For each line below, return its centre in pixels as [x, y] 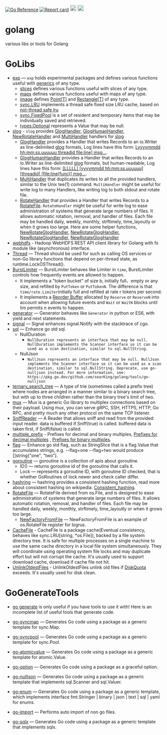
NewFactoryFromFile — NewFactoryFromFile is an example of [83, 519]
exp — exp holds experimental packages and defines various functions [85, 78]
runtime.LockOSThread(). [38, 264]
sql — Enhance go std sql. [39, 329]
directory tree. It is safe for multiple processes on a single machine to [83, 541]
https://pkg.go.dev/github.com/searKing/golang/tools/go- [89, 377]
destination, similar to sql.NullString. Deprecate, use [87, 368]
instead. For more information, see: [86, 373]
